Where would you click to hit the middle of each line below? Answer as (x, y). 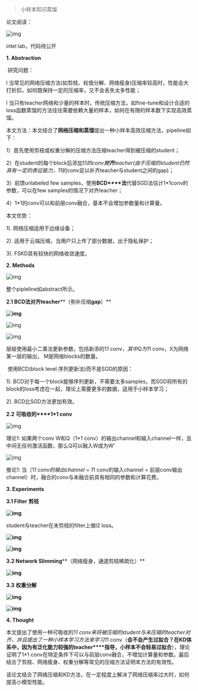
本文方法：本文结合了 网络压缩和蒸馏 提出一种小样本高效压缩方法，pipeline (96, 130)
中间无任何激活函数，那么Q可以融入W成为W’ (61, 446)
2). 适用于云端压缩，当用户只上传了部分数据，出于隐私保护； (80, 241)
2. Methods (20, 265)
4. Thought (20, 620)
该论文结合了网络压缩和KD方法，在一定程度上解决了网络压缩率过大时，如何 (98, 674)
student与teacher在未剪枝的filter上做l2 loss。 (61, 525)
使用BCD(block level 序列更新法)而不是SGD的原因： (70, 369)
